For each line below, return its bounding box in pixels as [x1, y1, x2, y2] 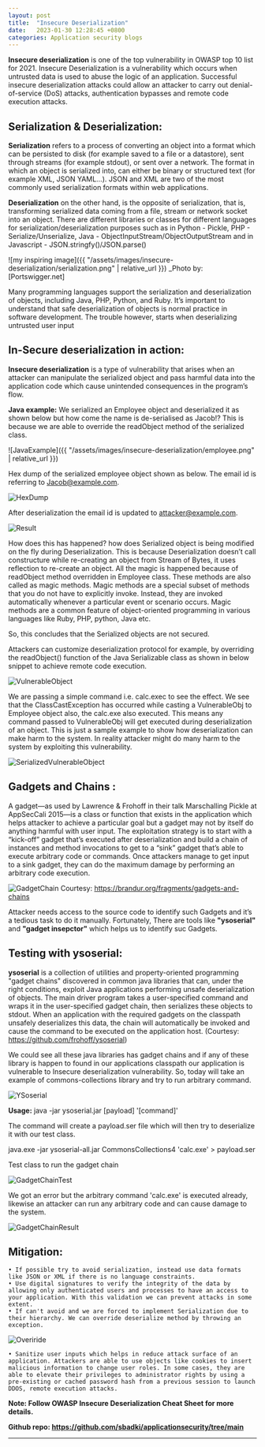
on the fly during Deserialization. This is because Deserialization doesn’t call [8, 546, 256, 556]
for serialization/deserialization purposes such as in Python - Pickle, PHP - [8, 223, 251, 233]
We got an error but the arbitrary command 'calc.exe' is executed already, [8, 1190, 248, 1199]
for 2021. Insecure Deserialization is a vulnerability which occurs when [8, 64, 238, 73]
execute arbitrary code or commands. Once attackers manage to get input [8, 851, 250, 860]
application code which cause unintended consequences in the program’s [8, 381, 248, 390]
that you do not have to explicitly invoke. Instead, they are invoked [8, 588, 223, 598]
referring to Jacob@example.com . [8, 477, 120, 487]
